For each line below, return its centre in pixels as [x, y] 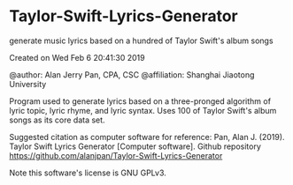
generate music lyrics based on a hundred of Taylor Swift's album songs [141, 41]
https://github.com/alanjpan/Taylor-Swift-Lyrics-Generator [116, 155]
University [28, 84]
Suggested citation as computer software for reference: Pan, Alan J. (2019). [147, 137]
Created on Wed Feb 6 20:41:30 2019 [77, 57]
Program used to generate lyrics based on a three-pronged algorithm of [140, 101]
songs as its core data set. [57, 120]
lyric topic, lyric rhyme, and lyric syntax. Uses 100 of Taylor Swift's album [143, 110]
